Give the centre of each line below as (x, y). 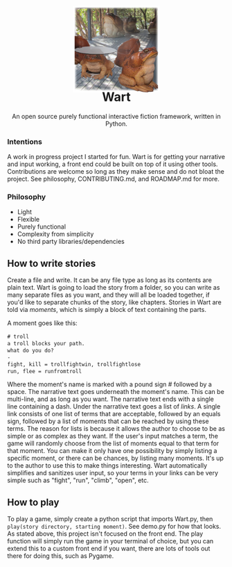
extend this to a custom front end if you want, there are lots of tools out (109, 548)
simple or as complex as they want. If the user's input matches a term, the (113, 436)
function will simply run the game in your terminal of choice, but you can (110, 541)
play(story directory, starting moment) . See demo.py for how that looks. (114, 526)
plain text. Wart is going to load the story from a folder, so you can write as (114, 288)
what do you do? (30, 351)
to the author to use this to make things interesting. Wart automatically (107, 466)
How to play (33, 502)
